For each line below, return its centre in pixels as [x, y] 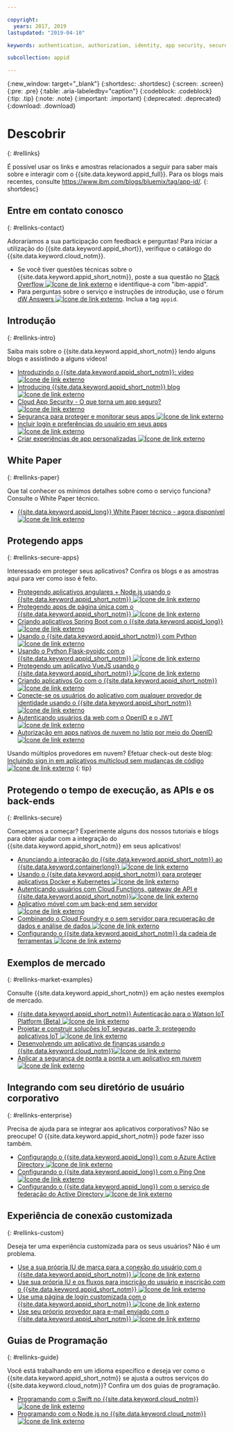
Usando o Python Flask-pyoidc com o [71, 651]
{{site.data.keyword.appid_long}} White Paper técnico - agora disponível [121, 512]
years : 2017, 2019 [40, 26]
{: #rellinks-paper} [34, 477]
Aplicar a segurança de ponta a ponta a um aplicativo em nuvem [109, 1058]
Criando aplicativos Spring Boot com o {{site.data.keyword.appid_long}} [120, 622]
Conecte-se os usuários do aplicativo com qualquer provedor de [110, 695]
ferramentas [35, 941]
